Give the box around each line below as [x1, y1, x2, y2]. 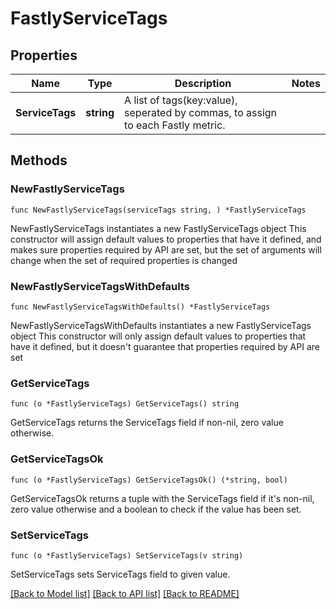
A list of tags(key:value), [124, 93, 238, 107]
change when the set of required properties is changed [10, 254, 238, 266]
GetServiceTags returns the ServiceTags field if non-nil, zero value [10, 417, 284, 429]
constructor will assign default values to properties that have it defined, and [10, 233, 322, 245]
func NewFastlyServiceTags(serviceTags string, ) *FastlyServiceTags [10, 205, 307, 215]
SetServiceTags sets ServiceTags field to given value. [10, 568, 231, 580]
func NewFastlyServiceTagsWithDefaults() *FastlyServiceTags [10, 302, 271, 312]
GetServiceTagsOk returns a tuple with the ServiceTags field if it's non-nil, [10, 492, 315, 504]
